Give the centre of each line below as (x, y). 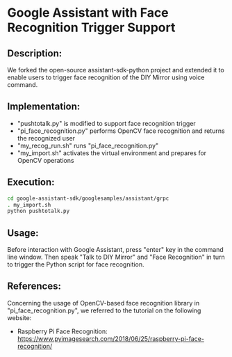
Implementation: (44, 107)
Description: (35, 53)
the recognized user (46, 138)
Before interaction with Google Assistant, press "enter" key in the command (115, 250)
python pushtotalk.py (39, 211)
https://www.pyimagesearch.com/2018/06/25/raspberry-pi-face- (111, 338)
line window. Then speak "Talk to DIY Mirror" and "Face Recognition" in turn (116, 257)
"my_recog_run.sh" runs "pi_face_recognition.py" (88, 145)
